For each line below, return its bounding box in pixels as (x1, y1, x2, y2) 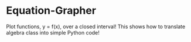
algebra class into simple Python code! (6, 29, 100, 36)
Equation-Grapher (6, 4, 97, 17)
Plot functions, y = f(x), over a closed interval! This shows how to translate (6, 23, 186, 30)
